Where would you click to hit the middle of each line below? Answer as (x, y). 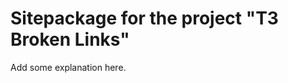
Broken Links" (70, 39)
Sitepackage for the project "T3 (144, 18)
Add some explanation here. (68, 67)
